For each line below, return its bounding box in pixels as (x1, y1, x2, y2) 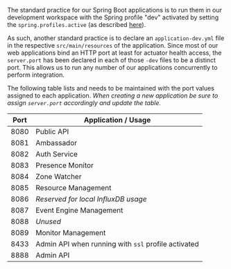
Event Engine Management (35, 205, 123, 215)
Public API (35, 127, 69, 136)
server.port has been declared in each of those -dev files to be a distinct (7, 56, 216, 64)
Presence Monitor (35, 160, 94, 170)
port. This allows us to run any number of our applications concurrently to (7, 64, 218, 71)
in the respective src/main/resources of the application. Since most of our (7, 41, 219, 49)
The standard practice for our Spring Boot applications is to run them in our (7, 6, 222, 14)
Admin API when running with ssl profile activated (35, 239, 199, 248)
